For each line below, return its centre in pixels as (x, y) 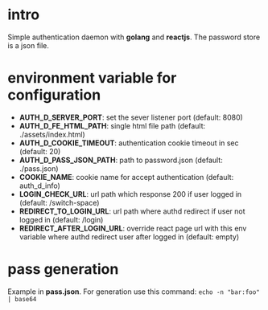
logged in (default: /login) (61, 219)
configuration (54, 95)
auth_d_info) (40, 186)
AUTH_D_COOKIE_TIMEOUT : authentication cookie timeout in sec (129, 143)
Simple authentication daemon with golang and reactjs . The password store (134, 37)
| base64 (22, 299)
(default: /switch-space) (59, 202)
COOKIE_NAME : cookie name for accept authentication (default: (126, 177)
